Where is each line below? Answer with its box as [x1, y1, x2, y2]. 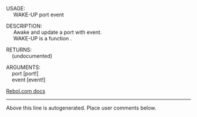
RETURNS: [6, 46, 32, 53]
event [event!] [11, 76, 46, 83]
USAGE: [6, 5, 25, 12]
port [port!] [11, 70, 39, 77]
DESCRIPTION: [6, 23, 42, 29]
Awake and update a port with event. [13, 29, 102, 36]
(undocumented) [11, 53, 53, 59]
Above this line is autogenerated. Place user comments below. [6, 105, 157, 111]
